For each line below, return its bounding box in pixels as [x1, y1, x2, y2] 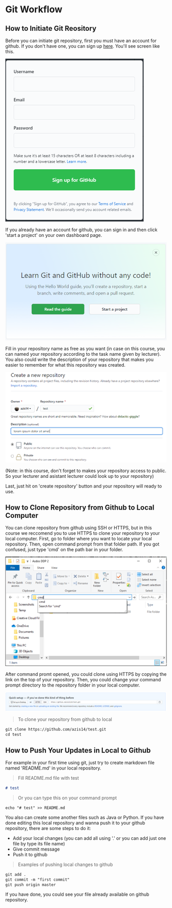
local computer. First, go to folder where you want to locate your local [5, 536, 152, 542]
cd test [5, 732, 22, 737]
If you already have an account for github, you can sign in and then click [5, 227, 158, 233]
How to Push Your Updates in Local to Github [5, 746, 151, 755]
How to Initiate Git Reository [5, 24, 97, 33]
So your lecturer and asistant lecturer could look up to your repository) [5, 473, 155, 479]
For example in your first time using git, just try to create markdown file [5, 759, 155, 765]
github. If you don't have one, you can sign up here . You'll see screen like [5, 43, 160, 49]
